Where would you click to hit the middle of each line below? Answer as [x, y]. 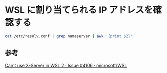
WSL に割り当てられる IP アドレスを [79, 10]
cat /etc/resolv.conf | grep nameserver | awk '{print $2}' [69, 36]
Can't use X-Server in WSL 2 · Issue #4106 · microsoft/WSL [66, 65]
